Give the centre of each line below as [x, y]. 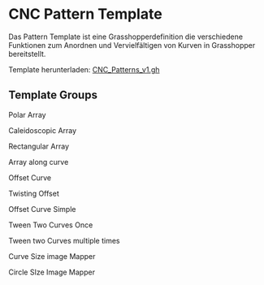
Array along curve [39, 162]
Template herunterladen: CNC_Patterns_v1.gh [84, 69]
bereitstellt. [27, 54]
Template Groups [53, 95]
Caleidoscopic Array [43, 130]
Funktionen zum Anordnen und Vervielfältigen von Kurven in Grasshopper [132, 45]
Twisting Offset [34, 193]
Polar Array [27, 114]
